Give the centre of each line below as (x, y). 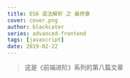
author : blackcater (36, 27)
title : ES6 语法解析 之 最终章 (49, 14)
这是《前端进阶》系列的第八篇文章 (74, 67)
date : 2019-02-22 (33, 46)
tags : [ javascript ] (36, 40)
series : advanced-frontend (47, 33)
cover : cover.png (33, 20)
